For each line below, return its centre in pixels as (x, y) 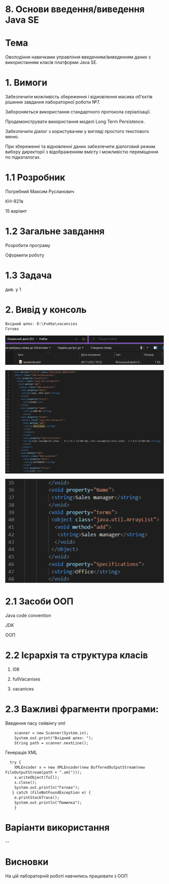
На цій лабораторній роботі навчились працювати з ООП (66, 876)
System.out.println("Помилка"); (48, 802)
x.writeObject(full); (37, 777)
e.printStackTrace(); (37, 797)
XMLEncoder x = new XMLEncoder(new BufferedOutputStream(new (79, 767)
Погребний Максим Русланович (40, 192)
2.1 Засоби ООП (39, 602)
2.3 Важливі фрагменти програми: (82, 709)
